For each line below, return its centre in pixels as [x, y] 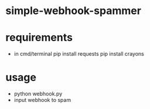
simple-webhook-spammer [74, 11]
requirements [39, 38]
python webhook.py [38, 94]
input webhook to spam [42, 100]
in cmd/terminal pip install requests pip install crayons [79, 54]
